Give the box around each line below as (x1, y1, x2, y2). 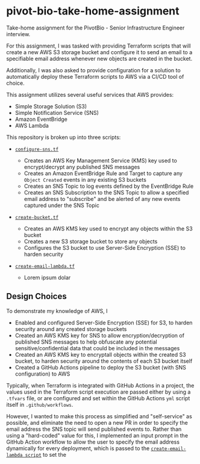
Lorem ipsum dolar (23, 274, 71, 281)
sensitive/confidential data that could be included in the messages (14, 344, 180, 351)
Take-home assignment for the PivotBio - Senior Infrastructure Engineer (6, 24, 185, 31)
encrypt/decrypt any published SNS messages (23, 163, 140, 170)
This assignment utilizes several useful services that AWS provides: (6, 91, 174, 98)
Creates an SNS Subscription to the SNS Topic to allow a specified (23, 188, 189, 196)
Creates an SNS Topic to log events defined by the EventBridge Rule (23, 182, 194, 190)
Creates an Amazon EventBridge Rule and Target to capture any (23, 170, 183, 177)
